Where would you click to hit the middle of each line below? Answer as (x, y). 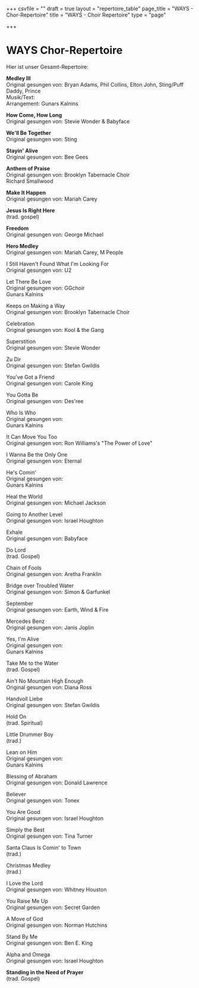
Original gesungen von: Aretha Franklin (54, 574)
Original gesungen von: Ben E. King (50, 943)
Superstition (21, 341)
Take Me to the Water (32, 663)
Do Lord (16, 550)
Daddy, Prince (23, 91)
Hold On (16, 716)
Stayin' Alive (22, 150)
